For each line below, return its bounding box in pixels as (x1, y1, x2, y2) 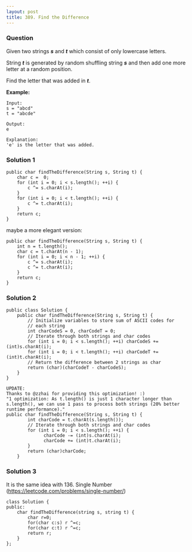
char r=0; (27, 514, 52, 520)
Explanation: (6, 137, 39, 143)
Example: (6, 88, 30, 95)
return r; (27, 530, 52, 536)
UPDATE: (6, 386, 26, 391)
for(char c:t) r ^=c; (27, 525, 82, 531)
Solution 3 (6, 467, 37, 476)
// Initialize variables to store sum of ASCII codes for (27, 317, 175, 324)
